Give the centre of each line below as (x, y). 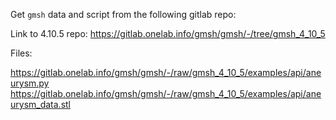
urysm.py (30, 83)
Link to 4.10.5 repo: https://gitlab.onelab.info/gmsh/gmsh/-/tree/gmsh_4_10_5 (168, 33)
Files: (21, 53)
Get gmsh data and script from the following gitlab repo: (123, 14)
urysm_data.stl (41, 104)
